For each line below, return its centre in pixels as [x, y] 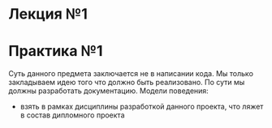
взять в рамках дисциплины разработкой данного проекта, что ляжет [142, 107]
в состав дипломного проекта [72, 115]
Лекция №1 [48, 14]
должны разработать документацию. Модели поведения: [108, 91]
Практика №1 [56, 51]
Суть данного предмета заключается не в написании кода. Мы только [131, 74]
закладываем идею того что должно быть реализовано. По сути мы [127, 83]
